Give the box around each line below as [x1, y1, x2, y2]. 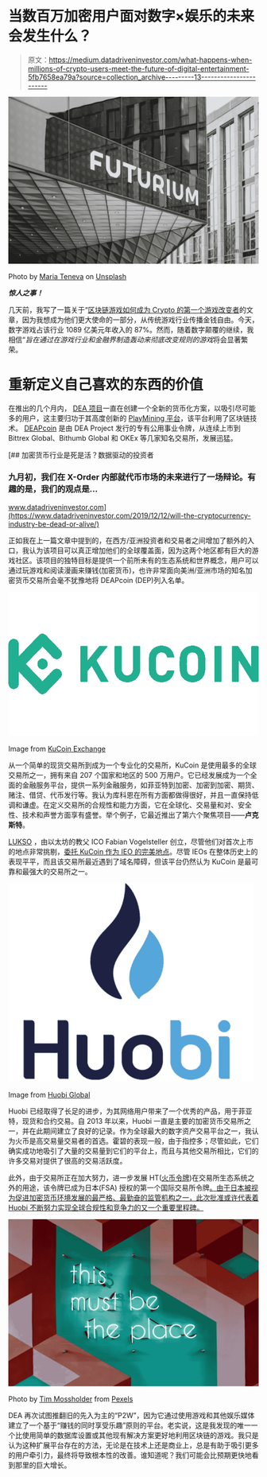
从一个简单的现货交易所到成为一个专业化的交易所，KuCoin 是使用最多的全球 [8, 760, 257, 770]
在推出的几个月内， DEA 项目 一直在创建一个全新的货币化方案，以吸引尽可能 [8, 403, 257, 413]
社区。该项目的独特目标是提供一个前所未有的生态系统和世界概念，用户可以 [14, 555, 259, 565]
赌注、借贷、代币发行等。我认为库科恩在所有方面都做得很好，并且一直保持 [8, 790, 252, 799]
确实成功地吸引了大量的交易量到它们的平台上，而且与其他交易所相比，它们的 [8, 1146, 259, 1156]
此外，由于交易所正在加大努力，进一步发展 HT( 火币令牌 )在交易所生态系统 [8, 1172, 248, 1182]
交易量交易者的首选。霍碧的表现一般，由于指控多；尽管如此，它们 [42, 1136, 259, 1145]
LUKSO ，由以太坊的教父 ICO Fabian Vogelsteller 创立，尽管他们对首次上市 [8, 837, 254, 846]
